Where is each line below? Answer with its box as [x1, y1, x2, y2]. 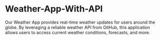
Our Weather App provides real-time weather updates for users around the [5, 19, 155, 25]
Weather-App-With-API [5, 3, 103, 14]
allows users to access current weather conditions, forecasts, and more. [5, 29, 150, 35]
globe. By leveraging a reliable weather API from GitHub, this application [5, 24, 150, 30]
